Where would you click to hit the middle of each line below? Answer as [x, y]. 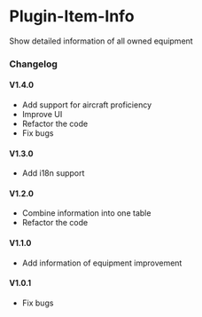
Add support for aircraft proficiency [87, 105]
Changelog [33, 64]
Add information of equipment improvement [102, 263]
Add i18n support [53, 173]
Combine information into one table [86, 213]
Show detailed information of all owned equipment [101, 41]
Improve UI [42, 115]
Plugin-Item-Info [72, 16]
